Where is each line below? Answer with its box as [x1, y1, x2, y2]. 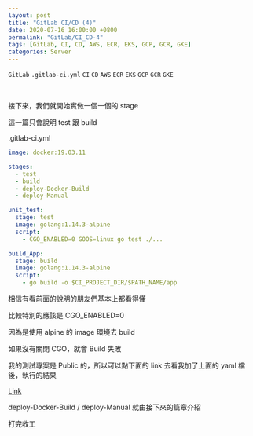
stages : [8, 163, 34, 170]
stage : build [15, 257, 58, 265]
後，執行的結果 [8, 371, 57, 379]
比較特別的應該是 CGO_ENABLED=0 [8, 311, 124, 320]
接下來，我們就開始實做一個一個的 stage [8, 101, 139, 110]
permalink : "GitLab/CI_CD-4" [8, 33, 104, 42]
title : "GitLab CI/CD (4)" [8, 19, 97, 27]
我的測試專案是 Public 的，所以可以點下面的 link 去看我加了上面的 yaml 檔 [8, 361, 246, 370]
